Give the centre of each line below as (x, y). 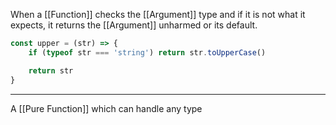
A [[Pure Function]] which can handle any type (106, 108)
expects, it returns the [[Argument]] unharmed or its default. (134, 25)
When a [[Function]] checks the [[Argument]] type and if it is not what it (158, 14)
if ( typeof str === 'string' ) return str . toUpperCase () (147, 52)
